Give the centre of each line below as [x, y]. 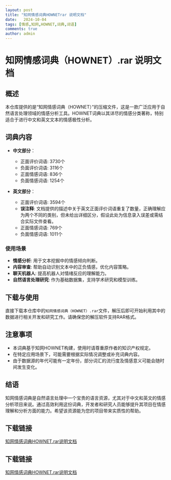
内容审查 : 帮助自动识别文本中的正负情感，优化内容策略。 [72, 267]
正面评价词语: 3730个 [42, 161]
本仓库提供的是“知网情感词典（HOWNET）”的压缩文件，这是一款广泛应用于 [83, 107]
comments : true [21, 29]
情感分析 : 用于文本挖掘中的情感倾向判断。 [56, 261]
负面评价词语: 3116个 [42, 168]
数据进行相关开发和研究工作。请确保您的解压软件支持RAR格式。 [72, 317]
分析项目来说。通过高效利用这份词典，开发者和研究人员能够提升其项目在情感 [85, 404]
